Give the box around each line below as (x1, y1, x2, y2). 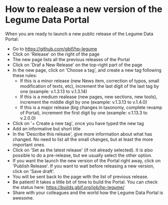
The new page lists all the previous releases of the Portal (12, 56, 130, 62)
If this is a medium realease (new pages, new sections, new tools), (20, 94, 157, 100)
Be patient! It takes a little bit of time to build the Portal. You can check (12, 179, 158, 185)
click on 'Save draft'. (12, 168, 55, 174)
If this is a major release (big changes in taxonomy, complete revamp (20, 104, 162, 110)
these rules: (12, 72, 37, 78)
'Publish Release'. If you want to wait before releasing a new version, (12, 163, 154, 169)
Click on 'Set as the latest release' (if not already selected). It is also (12, 147, 153, 153)
